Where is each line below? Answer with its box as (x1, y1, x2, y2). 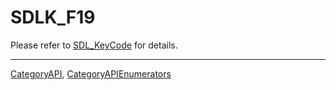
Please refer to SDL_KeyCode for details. (10, 39, 178, 51)
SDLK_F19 (10, 6, 96, 29)
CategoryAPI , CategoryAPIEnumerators (10, 67, 172, 80)
